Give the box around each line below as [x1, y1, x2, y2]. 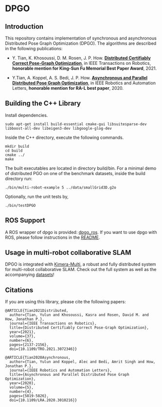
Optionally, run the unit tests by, [5, 194, 69, 199]
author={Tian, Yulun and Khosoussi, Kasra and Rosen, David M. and [9, 312, 149, 317]
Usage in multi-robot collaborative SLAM [5, 249, 131, 257]
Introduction [5, 22, 44, 31]
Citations [5, 286, 34, 294]
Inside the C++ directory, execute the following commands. [5, 135, 124, 140]
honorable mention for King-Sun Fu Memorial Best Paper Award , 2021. [12, 65, 157, 71]
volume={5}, [9, 385, 34, 390]
